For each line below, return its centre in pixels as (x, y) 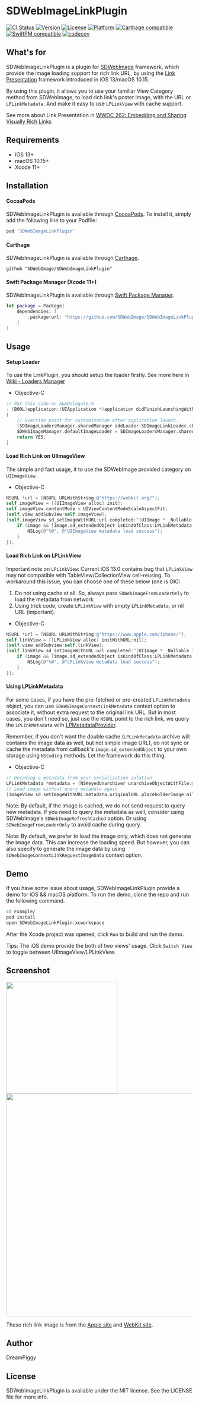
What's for (26, 53)
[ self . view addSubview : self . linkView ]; (55, 645)
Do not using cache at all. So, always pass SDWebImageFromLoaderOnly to (102, 593)
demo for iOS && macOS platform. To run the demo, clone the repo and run (98, 895)
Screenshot (28, 971)
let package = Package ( (36, 306)
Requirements (33, 140)
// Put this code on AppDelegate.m (50, 404)
